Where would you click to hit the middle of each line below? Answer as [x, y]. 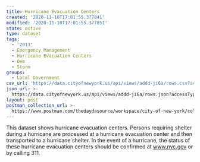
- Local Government [36, 78]
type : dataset [24, 34]
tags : [13, 39]
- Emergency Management [41, 50]
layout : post [22, 100]
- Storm [21, 67]
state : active [24, 28]
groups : [16, 72]
